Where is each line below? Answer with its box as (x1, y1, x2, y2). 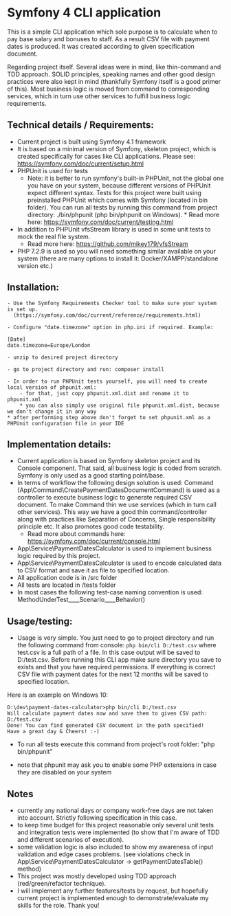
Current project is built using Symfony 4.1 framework (16, 137, 166, 146)
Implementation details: (7, 438, 111, 450)
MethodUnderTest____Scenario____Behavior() (16, 596, 146, 604)
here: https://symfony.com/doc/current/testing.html (27, 218, 174, 226)
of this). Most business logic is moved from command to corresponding (7, 85, 210, 93)
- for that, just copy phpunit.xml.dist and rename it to (19, 390, 189, 396)
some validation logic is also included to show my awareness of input (16, 843, 214, 851)
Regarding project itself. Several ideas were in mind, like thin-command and (7, 63, 221, 71)
